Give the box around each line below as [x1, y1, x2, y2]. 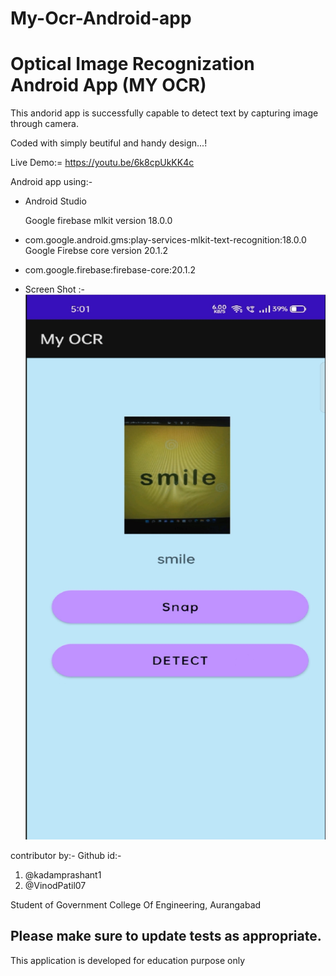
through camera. [10, 118, 79, 130]
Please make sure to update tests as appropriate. [10, 928, 322, 945]
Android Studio [24, 195, 87, 207]
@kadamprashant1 [24, 868, 102, 881]
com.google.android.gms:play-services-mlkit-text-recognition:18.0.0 [24, 234, 307, 246]
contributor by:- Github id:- [10, 849, 122, 861]
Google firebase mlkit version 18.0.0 [24, 215, 173, 227]
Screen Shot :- [24, 283, 85, 296]
